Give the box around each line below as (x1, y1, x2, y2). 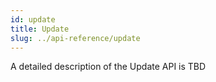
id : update (10, 14, 56, 25)
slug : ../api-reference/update (10, 33, 141, 43)
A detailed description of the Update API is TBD (10, 61, 207, 73)
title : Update (10, 24, 70, 34)
